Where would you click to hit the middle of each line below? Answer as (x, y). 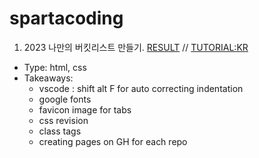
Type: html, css (55, 67)
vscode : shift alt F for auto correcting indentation (141, 88)
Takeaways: (48, 78)
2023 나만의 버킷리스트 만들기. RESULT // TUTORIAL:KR (136, 47)
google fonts (65, 99)
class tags (60, 131)
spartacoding (66, 18)
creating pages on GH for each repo (113, 141)
